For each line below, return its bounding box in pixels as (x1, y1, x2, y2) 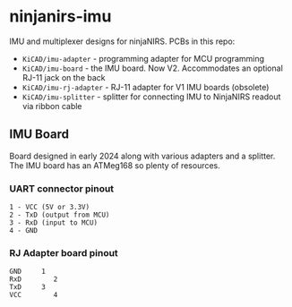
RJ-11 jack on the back (21, 72, 106, 82)
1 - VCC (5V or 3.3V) (9, 203, 90, 212)
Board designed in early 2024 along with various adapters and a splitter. (9, 150, 276, 161)
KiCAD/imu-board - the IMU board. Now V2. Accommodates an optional (21, 63, 284, 73)
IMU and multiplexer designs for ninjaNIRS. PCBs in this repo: (9, 36, 236, 47)
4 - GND (9, 226, 39, 235)
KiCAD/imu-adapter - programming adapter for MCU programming (21, 53, 265, 64)
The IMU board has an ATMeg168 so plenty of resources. (9, 159, 221, 171)
